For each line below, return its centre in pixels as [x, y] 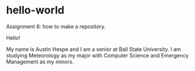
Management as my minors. [40, 62]
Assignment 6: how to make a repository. [56, 26]
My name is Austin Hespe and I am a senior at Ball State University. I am [94, 49]
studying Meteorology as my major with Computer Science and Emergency [97, 55]
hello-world [35, 10]
